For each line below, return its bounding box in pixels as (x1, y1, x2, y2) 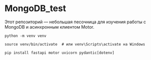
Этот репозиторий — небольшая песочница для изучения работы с (4, 19, 146, 25)
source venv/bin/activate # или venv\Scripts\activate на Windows (4, 42, 146, 46)
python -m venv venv (4, 33, 47, 38)
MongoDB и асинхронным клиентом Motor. (4, 24, 95, 30)
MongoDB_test (4, 3, 67, 14)
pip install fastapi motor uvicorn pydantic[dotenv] (4, 50, 115, 55)
